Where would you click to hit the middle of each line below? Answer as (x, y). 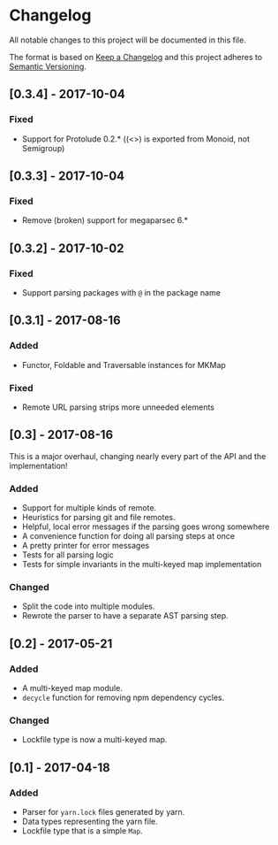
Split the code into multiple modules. (88, 606)
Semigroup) (43, 148)
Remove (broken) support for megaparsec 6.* (105, 220)
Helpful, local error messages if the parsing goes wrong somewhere (146, 526)
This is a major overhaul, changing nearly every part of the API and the (138, 456)
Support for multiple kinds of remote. (89, 508)
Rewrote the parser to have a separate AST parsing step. (125, 616)
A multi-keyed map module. (72, 688)
